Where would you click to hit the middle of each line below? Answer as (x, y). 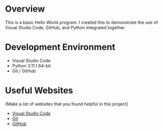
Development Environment (60, 47)
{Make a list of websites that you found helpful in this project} (67, 104)
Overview (25, 9)
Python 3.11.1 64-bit (31, 65)
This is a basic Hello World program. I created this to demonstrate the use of (81, 22)
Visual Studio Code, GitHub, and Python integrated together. (65, 27)
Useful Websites (39, 90)
